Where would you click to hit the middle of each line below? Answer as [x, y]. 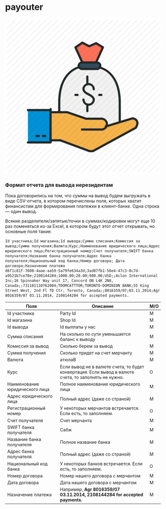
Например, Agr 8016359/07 [90, 489]
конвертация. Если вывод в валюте [97, 372]
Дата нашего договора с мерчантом [98, 483]
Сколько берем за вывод [86, 346]
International [143, 276]
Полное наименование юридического [100, 384]
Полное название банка [85, 442]
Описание [103, 306]
